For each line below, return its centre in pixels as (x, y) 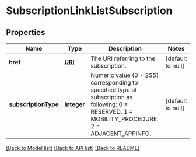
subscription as (112, 97)
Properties (26, 32)
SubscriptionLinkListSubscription (90, 11)
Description (125, 49)
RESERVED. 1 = (112, 112)
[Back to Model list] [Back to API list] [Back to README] (73, 148)
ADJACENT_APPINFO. (121, 134)
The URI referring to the (123, 58)
